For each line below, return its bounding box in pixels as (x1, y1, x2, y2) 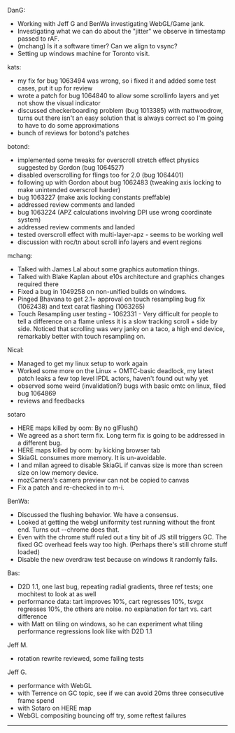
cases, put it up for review (17, 84, 93, 92)
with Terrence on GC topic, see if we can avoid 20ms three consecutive (17, 689, 225, 697)
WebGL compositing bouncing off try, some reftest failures (17, 711, 187, 720)
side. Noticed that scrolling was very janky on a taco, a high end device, (17, 325, 225, 332)
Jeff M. (7, 641, 28, 649)
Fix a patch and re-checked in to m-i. (17, 483, 124, 492)
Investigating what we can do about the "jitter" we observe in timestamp (17, 27, 226, 35)
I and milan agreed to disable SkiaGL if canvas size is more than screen (17, 461, 223, 469)
